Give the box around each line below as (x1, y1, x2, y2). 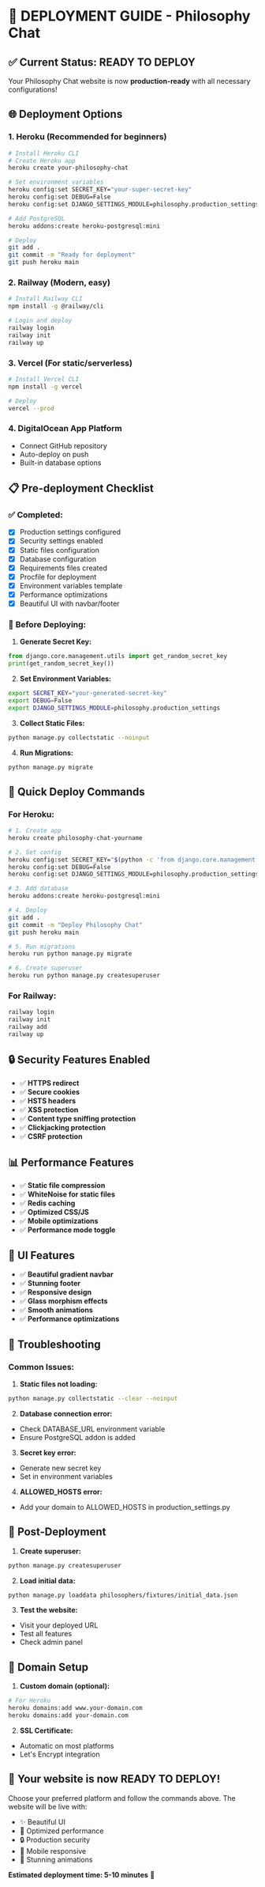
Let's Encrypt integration (19, 1749, 100, 1759)
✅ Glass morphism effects (19, 1296, 108, 1306)
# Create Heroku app (8, 157, 77, 164)
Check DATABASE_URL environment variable (19, 1424, 166, 1434)
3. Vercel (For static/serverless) (8, 357, 132, 369)
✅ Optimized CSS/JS (19, 1208, 89, 1217)
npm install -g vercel (8, 383, 83, 391)
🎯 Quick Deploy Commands (8, 785, 146, 798)
